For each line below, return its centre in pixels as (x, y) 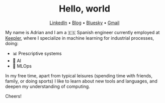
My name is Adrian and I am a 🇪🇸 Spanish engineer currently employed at (82, 32)
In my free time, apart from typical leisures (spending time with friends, (79, 75)
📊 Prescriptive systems (37, 53)
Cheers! (13, 96)
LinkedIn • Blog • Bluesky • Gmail (85, 23)
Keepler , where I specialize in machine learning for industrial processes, (80, 38)
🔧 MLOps (22, 66)
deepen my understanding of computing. (48, 86)
